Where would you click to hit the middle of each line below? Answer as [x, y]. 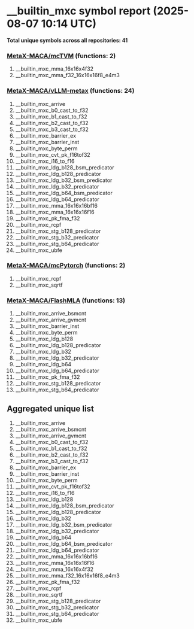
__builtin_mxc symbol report [79, 11]
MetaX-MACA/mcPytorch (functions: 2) [66, 266]
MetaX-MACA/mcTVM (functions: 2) [61, 56]
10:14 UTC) [69, 24]
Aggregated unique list [51, 408]
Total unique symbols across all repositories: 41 [67, 40]
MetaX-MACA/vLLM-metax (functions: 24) [71, 91]
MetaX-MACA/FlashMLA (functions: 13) [66, 300]
